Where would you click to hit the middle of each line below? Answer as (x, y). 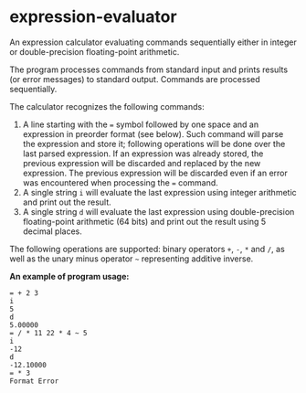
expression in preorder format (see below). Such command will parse (153, 133)
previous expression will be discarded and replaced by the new (142, 163)
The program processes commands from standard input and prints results (149, 69)
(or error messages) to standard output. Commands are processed (135, 79)
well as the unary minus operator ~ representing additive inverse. (132, 259)
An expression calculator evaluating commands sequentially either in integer (153, 42)
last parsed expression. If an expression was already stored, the (143, 154)
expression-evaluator (93, 17)
